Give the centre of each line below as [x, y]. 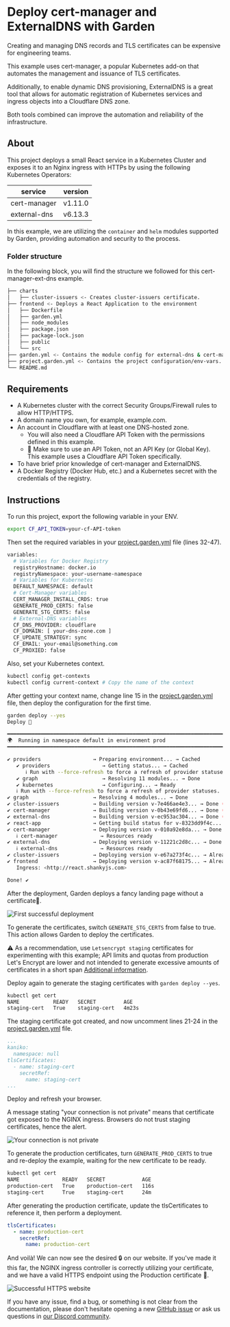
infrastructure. [27, 121]
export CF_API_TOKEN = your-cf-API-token [64, 529]
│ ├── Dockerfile [35, 310]
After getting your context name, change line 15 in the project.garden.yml [110, 695]
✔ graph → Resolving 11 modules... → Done [108, 778]
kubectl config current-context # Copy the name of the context [101, 682]
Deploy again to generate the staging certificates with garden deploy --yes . [114, 983]
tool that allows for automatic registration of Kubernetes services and [105, 94]
